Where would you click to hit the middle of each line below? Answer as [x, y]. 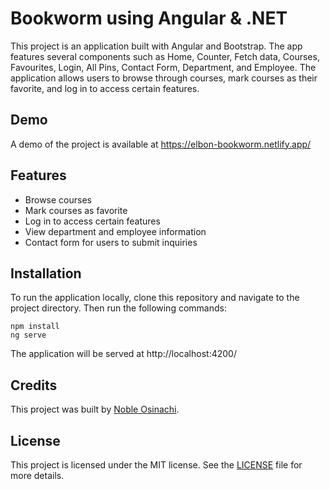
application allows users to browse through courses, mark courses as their [164, 78]
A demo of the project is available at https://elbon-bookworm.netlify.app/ [161, 144]
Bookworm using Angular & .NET [149, 18]
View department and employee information [115, 231]
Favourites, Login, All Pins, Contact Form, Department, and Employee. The [163, 67]
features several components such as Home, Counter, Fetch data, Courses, [165, 56]
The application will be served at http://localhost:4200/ [123, 354]
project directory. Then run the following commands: [118, 308]
